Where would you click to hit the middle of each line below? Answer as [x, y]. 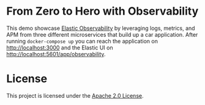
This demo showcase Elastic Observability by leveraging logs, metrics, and [101, 28]
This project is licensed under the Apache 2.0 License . [75, 95]
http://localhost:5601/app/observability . [56, 54]
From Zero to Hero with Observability [102, 11]
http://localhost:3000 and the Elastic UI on [60, 48]
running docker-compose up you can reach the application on [82, 41]
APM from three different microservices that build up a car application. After [102, 34]
